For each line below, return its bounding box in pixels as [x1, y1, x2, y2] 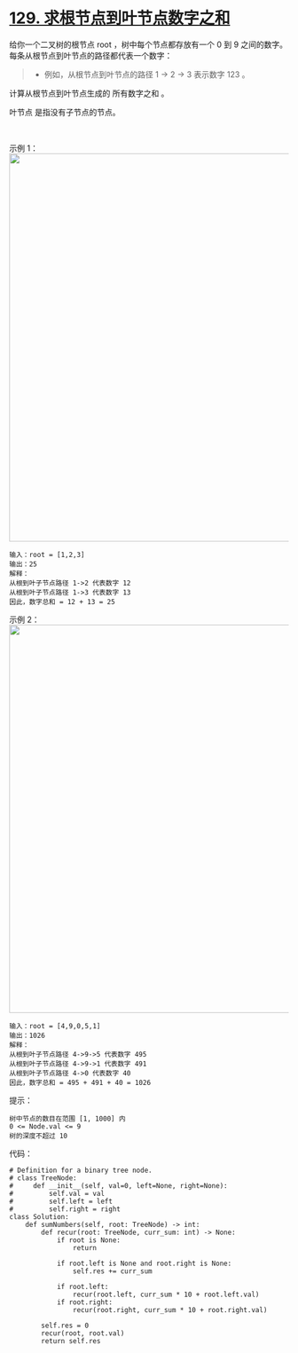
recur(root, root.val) [41, 1328, 125, 1338]
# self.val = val [9, 1189, 105, 1198]
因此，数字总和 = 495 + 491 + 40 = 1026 [9, 1078, 152, 1087]
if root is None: [56, 1235, 122, 1245]
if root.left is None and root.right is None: [56, 1259, 232, 1268]
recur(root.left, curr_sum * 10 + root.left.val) [72, 1290, 260, 1299]
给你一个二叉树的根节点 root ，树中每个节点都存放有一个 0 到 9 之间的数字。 [9, 39, 288, 50]
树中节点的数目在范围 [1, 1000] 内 [9, 1114, 126, 1123]
